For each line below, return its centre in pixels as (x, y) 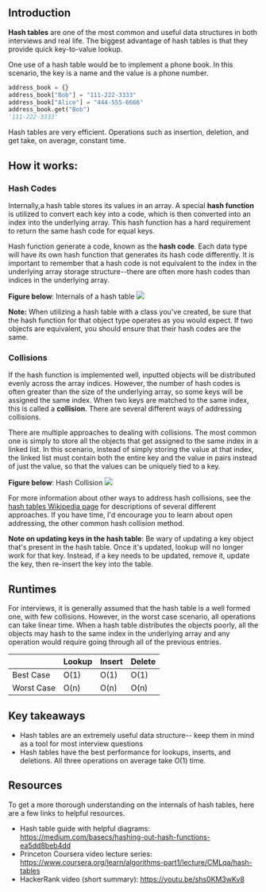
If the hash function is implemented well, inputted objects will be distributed (132, 375)
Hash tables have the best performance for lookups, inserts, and (125, 752)
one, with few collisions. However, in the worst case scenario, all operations (132, 616)
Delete (143, 661)
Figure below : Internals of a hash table (71, 296)
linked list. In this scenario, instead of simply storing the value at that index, (131, 450)
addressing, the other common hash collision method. (96, 523)
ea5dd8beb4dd (45, 845)
